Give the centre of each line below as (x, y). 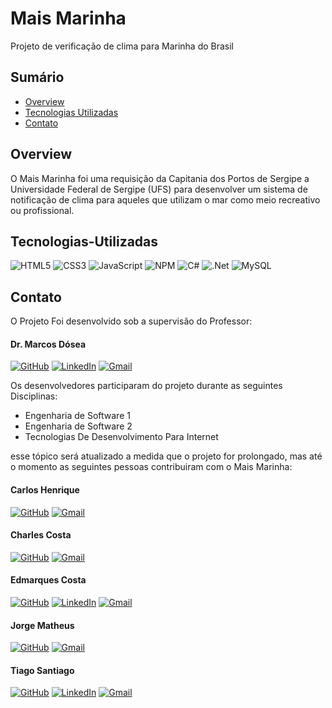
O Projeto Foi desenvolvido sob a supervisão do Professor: (131, 321)
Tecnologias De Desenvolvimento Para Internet (121, 437)
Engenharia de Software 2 (78, 426)
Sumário (37, 77)
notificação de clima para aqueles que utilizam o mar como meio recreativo (165, 199)
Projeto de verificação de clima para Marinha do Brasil (122, 46)
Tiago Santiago (42, 670)
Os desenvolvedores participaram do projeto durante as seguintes (146, 386)
